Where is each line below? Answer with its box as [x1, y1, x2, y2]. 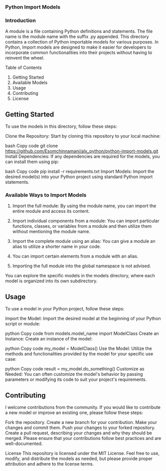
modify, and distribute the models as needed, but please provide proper [5, 455, 153, 461]
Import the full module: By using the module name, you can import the [12, 203, 157, 209]
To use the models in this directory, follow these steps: [5, 124, 117, 130]
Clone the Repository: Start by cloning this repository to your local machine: [5, 133, 161, 139]
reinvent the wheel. [5, 55, 45, 61]
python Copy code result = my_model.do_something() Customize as [5, 366, 145, 372]
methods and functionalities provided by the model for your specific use [5, 351, 154, 357]
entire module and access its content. [12, 208, 90, 214]
